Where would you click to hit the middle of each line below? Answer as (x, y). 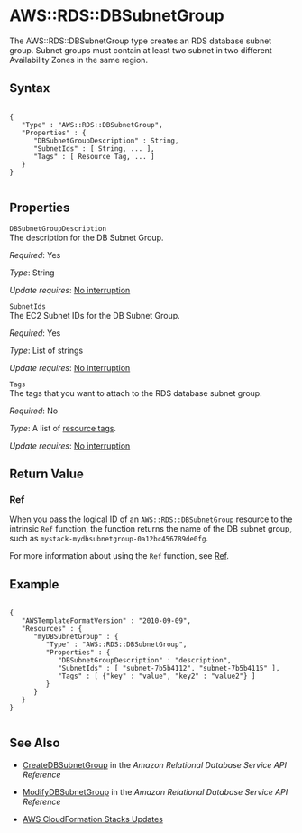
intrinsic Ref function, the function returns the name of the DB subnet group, (151, 529)
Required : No (34, 411)
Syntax (30, 88)
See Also (35, 743)
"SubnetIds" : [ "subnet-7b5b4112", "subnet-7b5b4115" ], (169, 669)
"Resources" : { (52, 629)
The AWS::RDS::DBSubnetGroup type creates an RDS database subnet (141, 41)
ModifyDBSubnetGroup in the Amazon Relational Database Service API (155, 791)
